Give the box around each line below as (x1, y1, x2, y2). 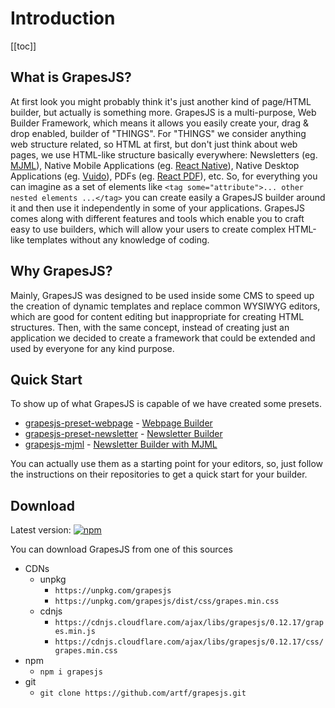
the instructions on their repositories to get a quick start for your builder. (10, 468, 308, 481)
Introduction (10, 7, 116, 30)
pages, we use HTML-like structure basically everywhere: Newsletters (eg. (10, 148, 318, 161)
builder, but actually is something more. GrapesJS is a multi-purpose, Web (10, 106, 317, 118)
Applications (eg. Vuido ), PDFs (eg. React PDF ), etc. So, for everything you (10, 170, 318, 182)
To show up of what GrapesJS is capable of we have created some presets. (10, 398, 322, 410)
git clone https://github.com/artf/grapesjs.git (39, 688, 247, 699)
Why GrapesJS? (10, 263, 113, 280)
